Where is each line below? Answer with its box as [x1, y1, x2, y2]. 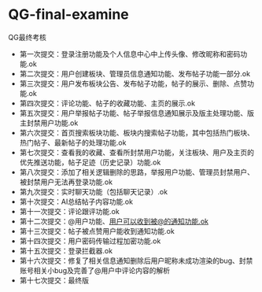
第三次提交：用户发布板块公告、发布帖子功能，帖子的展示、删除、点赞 [19, 79, 248, 88]
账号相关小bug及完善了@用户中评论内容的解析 [19, 265, 171, 275]
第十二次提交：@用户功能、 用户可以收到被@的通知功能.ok [19, 216, 208, 226]
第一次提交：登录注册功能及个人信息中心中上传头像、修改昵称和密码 [19, 49, 241, 58]
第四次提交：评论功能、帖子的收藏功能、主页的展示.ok [19, 98, 195, 108]
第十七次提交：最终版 [19, 275, 89, 285]
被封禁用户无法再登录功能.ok [19, 177, 113, 187]
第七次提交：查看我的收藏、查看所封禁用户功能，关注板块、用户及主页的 [19, 147, 254, 157]
